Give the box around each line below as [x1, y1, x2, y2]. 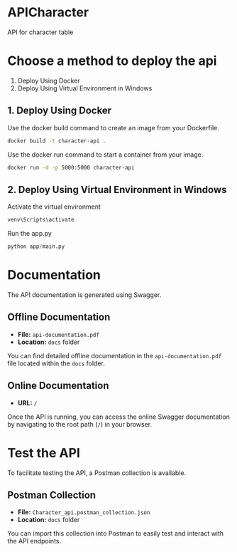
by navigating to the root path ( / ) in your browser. [7, 420, 153, 428]
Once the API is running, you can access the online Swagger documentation [7, 412, 231, 421]
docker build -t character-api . [7, 137, 106, 145]
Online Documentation [7, 380, 109, 392]
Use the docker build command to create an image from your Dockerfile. [7, 123, 220, 132]
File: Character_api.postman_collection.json [17, 508, 150, 516]
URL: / [17, 398, 38, 407]
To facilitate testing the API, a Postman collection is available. [7, 468, 187, 477]
